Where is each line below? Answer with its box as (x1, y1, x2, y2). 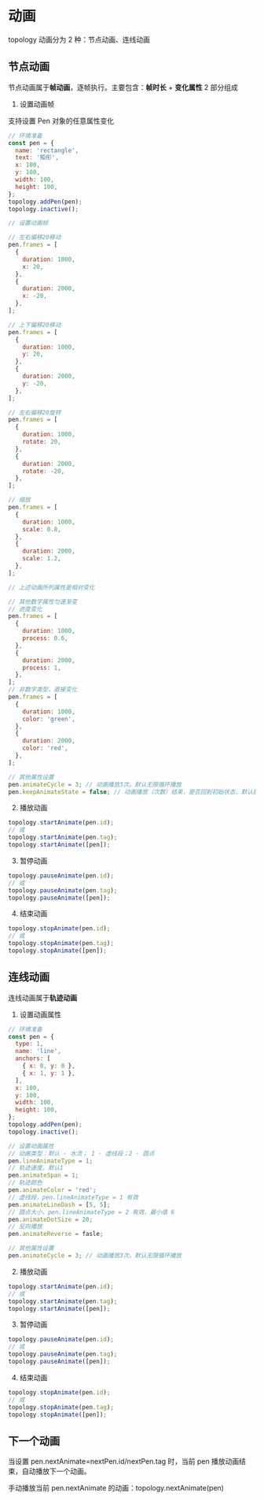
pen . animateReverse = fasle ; (8, 1230, 104, 1238)
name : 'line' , (15, 1048, 61, 1055)
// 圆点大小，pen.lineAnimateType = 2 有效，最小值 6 (8, 1208, 175, 1216)
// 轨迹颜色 (8, 1179, 43, 1187)
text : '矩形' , (15, 154, 59, 162)
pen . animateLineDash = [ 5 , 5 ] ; (8, 1200, 111, 1208)
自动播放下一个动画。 (21, 1467, 91, 1476)
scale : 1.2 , (22, 555, 61, 563)
